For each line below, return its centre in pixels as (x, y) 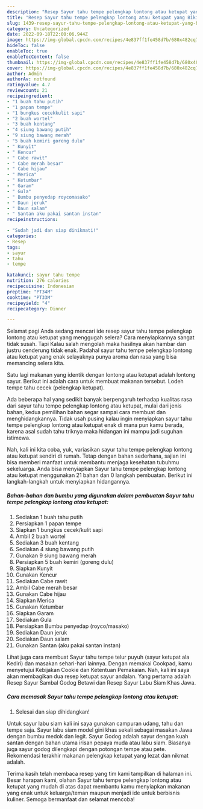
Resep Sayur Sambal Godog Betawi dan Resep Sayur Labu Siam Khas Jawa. (101, 683)
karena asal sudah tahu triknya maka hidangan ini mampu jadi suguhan (95, 432)
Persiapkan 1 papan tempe (48, 523)
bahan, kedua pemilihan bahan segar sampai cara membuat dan (86, 412)
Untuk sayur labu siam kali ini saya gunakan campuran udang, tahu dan (95, 724)
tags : (14, 247)
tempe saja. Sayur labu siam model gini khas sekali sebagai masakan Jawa (100, 730)
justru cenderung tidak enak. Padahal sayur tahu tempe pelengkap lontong (99, 350)
